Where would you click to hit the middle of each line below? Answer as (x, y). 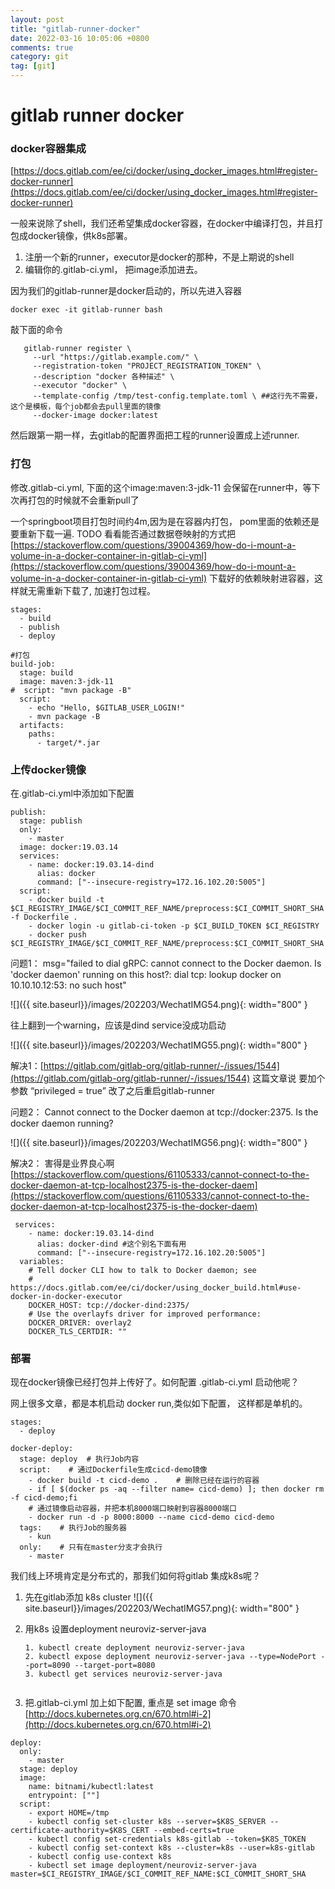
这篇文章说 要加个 (289, 1078)
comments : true (42, 47)
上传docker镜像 (48, 769)
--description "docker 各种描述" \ (103, 377)
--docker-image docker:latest (95, 416)
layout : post (37, 19)
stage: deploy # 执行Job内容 (79, 1459)
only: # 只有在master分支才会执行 (91, 1547)
